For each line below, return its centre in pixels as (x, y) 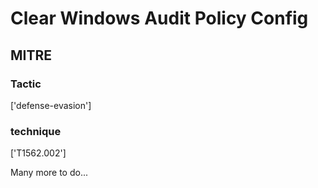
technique (36, 131)
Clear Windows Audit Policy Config (159, 18)
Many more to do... (49, 173)
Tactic (26, 84)
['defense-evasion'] (51, 105)
